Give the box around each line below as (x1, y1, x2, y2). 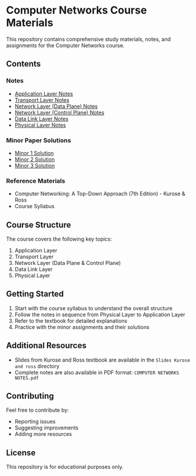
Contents (6, 59, 41, 69)
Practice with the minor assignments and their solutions (14, 323, 150, 330)
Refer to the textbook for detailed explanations (14, 317, 128, 324)
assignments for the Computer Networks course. (6, 42, 125, 49)
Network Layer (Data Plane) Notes (14, 103, 98, 110)
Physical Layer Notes (14, 122, 67, 129)
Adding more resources (14, 431, 72, 438)
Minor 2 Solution (14, 156, 55, 163)
